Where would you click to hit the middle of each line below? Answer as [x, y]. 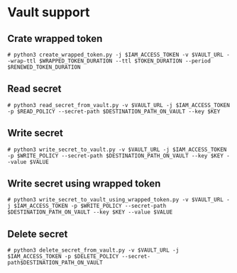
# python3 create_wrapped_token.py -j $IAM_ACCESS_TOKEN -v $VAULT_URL [115, 55]
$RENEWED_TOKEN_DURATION [44, 67]
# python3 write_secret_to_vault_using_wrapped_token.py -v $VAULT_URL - [119, 200]
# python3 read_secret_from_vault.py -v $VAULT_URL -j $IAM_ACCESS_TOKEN [119, 105]
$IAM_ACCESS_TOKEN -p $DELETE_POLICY [63, 257]
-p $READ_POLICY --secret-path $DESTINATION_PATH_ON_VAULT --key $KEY [114, 111]
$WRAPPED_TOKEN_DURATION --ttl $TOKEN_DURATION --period [125, 61]
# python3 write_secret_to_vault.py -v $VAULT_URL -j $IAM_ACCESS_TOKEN [117, 150]
